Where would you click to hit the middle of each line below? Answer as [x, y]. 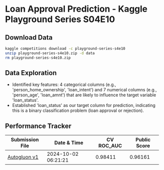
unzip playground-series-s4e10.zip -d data [50, 53]
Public [143, 140]
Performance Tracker [38, 126]
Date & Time [69, 143]
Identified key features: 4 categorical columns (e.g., [64, 85]
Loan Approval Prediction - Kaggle [76, 9]
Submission [25, 140]
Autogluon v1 [23, 157]
